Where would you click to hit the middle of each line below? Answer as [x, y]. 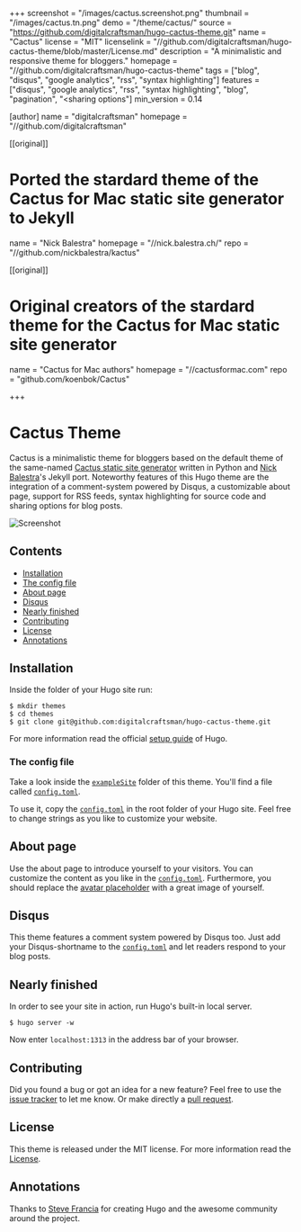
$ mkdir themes [38, 706]
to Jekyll [42, 218]
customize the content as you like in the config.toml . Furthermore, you [140, 877]
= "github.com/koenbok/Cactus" [70, 379]
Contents [36, 551]
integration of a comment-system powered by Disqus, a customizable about [150, 486]
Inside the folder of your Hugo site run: [81, 690]
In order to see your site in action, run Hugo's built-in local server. [131, 1006]
